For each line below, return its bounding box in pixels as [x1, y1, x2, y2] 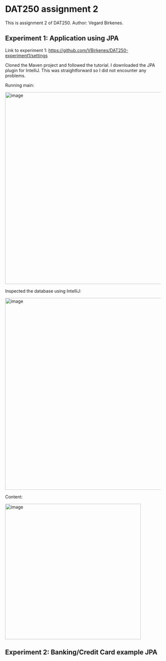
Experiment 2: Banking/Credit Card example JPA [5, 648, 158, 657]
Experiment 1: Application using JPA [5, 34, 119, 43]
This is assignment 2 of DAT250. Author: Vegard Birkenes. [5, 20, 124, 26]
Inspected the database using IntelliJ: [5, 288, 82, 294]
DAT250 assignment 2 [5, 3, 99, 15]
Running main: [5, 82, 35, 88]
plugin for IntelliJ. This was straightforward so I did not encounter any [5, 67, 147, 73]
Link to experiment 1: [5, 47, 47, 53]
